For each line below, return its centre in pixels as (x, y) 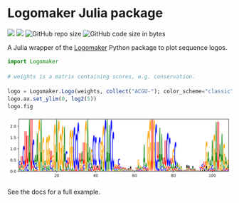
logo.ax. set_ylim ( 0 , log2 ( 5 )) (52, 99)
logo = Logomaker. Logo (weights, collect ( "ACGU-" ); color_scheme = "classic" (121, 92)
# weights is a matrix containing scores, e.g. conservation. (101, 76)
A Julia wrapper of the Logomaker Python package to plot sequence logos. (117, 47)
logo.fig (20, 107)
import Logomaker (33, 61)
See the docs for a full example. (54, 192)
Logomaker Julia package (85, 13)
